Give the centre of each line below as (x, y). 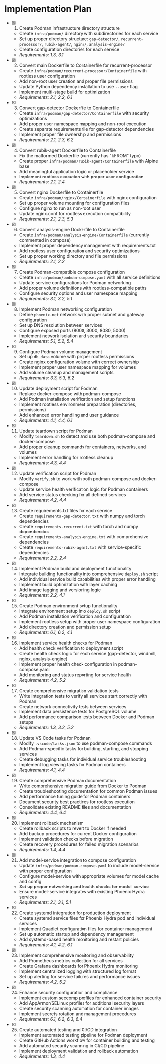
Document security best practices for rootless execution (77, 802)
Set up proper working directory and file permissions (73, 256)
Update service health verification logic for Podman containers (83, 489)
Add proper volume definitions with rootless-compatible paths (83, 288)
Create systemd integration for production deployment (75, 913)
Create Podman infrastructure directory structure (70, 28)
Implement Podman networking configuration (66, 309)
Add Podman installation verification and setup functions (77, 399)
